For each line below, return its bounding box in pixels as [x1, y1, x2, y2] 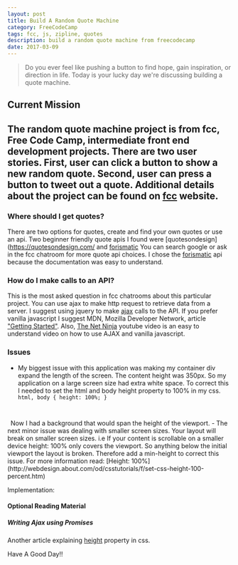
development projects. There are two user [7, 145, 198, 157]
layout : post [7, 10, 46, 18]
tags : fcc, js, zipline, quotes [7, 30, 103, 38]
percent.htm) [7, 472, 46, 480]
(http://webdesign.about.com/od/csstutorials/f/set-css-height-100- [7, 464, 205, 472]
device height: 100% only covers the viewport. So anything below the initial [7, 441, 227, 450]
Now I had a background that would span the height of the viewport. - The [10, 418, 228, 427]
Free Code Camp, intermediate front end [7, 134, 190, 146]
